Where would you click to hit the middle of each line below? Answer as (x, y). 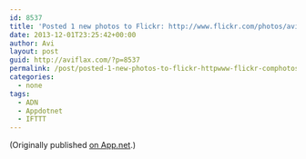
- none (30, 85)
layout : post (34, 52)
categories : (32, 77)
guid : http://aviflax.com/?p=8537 (75, 60)
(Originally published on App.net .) (73, 145)
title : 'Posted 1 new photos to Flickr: (87, 26)
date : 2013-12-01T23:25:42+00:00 (73, 35)
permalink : (30, 69)
